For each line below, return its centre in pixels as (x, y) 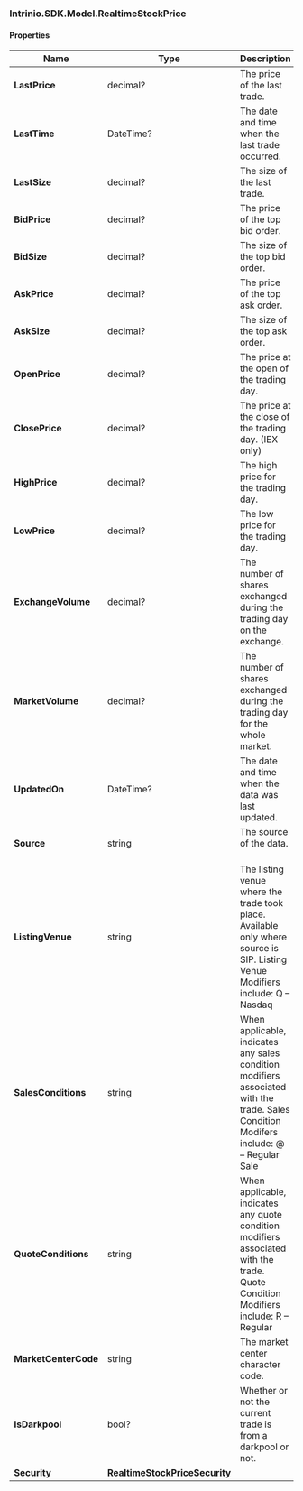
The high (258, 466)
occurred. (260, 156)
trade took (262, 903)
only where (263, 937)
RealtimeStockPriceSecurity (169, 1473)
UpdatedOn (39, 790)
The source (264, 832)
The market (264, 1342)
